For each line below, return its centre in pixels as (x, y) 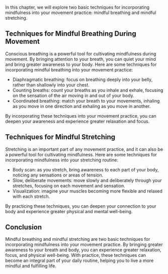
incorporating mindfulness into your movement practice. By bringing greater (84, 245)
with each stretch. (31, 196)
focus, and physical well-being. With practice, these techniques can (76, 255)
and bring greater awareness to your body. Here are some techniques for (81, 64)
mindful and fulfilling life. (31, 266)
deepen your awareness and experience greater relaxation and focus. (77, 121)
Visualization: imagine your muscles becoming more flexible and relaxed (87, 191)
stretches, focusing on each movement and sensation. (69, 186)
